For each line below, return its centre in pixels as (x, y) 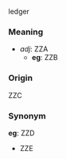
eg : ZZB (45, 58)
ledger (19, 11)
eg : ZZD (21, 133)
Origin (21, 78)
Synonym (27, 115)
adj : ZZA (34, 49)
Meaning (26, 32)
